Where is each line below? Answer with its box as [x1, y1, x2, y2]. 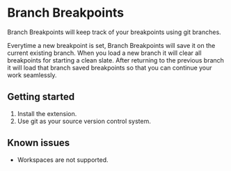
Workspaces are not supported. [17, 155, 109, 164]
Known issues [7, 137, 70, 149]
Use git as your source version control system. [17, 117, 152, 125]
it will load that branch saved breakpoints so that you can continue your [7, 63, 212, 72]
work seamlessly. [7, 71, 57, 79]
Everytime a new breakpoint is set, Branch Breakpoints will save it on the [7, 41, 216, 49]
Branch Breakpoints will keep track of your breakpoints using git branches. [7, 28, 221, 36]
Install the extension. [17, 109, 77, 117]
